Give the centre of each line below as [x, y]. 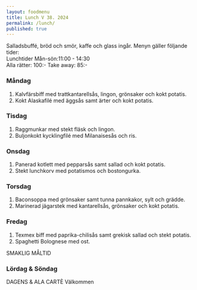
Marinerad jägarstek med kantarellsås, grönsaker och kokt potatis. [97, 206]
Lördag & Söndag [32, 268]
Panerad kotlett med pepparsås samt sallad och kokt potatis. [90, 164]
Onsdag [18, 151]
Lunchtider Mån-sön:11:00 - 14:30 [48, 59]
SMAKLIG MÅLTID [29, 253]
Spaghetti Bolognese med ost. [52, 241]
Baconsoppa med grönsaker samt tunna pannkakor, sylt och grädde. [100, 199]
